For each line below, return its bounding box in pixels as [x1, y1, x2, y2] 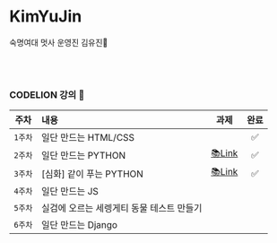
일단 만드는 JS [41, 186, 99, 198]
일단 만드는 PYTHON [41, 149, 126, 161]
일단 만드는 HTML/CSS [41, 132, 135, 144]
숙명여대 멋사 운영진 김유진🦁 [9, 37, 108, 48]
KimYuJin [9, 6, 82, 27]
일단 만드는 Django [41, 219, 118, 231]
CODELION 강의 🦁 [9, 88, 85, 100]
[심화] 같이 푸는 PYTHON [41, 168, 143, 180]
